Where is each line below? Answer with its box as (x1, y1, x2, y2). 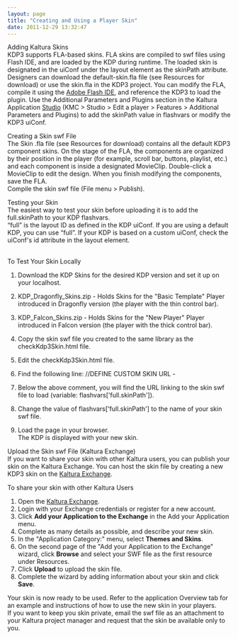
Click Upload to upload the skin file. (17, 565, 123, 574)
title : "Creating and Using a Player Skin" (7, 17, 138, 24)
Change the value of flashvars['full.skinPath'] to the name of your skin (17, 405, 222, 413)
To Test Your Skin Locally (7, 257, 81, 266)
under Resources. (17, 558, 69, 566)
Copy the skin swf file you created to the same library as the (17, 334, 194, 344)
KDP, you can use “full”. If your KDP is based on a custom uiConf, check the (7, 228, 229, 237)
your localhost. (17, 278, 62, 287)
